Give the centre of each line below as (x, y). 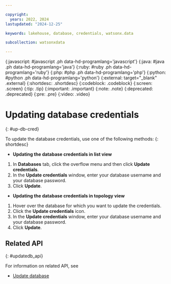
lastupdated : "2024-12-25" (34, 24)
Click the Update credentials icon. (49, 211)
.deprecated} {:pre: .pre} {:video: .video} (48, 94)
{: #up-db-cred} (22, 129)
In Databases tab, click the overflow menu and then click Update (81, 164)
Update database (31, 276)
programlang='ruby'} (27, 73)
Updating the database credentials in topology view (69, 196)
